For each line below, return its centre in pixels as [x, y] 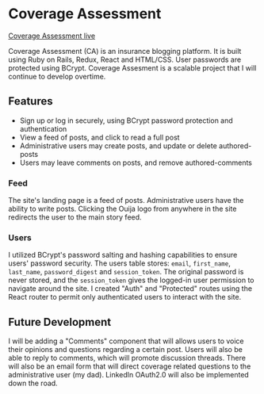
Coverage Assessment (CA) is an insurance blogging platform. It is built [125, 51]
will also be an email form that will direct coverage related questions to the [130, 366]
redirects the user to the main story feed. [75, 217]
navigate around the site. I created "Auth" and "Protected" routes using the [130, 289]
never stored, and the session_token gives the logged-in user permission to [131, 280]
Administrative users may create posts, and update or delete [119, 145]
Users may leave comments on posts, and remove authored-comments [136, 163]
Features [31, 101]
